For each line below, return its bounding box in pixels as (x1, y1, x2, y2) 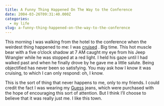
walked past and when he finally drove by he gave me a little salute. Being (5, 60, 154, 66)
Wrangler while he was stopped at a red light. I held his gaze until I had (5, 54, 148, 60)
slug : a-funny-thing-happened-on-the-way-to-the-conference (5, 26, 131, 30)
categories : (5, 16, 29, 21)
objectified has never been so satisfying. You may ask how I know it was (5, 65, 151, 71)
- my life (9, 21, 29, 26)
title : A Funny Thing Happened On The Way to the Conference (5, 7, 133, 12)
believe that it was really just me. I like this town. (5, 95, 102, 101)
